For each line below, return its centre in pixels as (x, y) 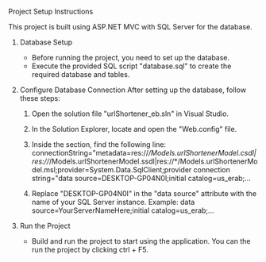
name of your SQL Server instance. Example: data (113, 202)
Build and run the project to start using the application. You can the (141, 241)
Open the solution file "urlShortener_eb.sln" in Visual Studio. (130, 114)
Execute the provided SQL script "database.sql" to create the (131, 66)
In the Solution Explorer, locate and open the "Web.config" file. (134, 129)
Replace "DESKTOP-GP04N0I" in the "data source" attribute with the (144, 193)
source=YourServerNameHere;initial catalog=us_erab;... (123, 210)
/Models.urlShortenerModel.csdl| (202, 153)
